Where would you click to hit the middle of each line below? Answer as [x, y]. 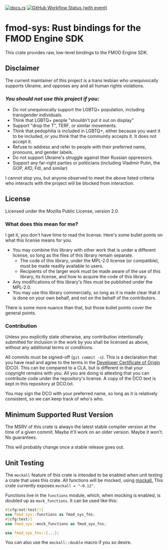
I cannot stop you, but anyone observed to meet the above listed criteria [80, 178]
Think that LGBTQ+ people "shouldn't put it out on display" [73, 120]
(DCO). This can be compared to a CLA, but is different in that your [74, 368]
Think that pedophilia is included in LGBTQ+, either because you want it [86, 131]
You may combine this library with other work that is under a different [84, 250]
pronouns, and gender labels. [43, 152]
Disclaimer [22, 68]
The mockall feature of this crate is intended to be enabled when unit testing [84, 475]
